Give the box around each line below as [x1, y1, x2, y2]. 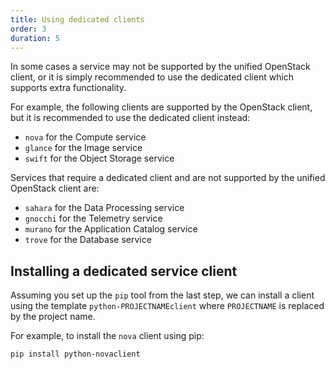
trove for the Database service [24, 234, 152, 246]
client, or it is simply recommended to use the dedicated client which [10, 71, 295, 83]
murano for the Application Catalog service [24, 223, 198, 235]
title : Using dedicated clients [10, 14, 145, 25]
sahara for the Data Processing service [24, 202, 185, 214]
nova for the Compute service [24, 131, 147, 143]
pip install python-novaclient [10, 349, 141, 360]
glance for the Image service [24, 142, 143, 154]
